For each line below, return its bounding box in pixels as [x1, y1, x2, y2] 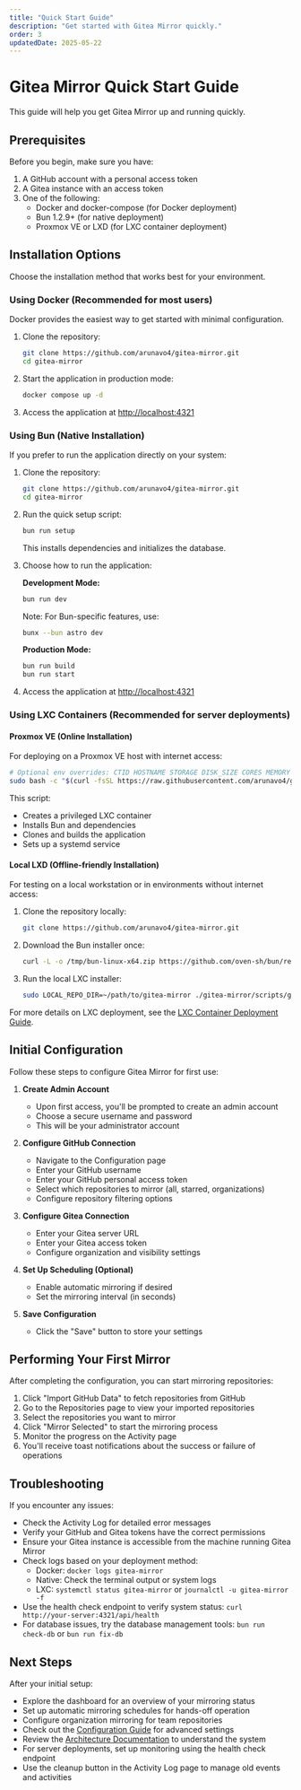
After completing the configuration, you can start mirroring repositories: [9, 1375, 274, 1386]
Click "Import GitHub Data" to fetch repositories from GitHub [21, 1393, 246, 1404]
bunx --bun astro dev [21, 628, 103, 637]
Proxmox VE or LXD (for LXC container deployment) [35, 222, 228, 231]
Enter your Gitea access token [35, 1237, 148, 1248]
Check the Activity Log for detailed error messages [21, 1517, 211, 1528]
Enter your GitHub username [35, 1164, 142, 1175]
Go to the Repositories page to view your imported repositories [21, 1402, 255, 1413]
